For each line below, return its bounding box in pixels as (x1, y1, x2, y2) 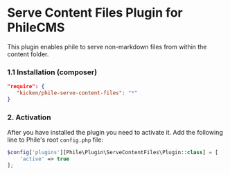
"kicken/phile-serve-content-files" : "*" (16, 90, 138, 97)
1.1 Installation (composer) (7, 67, 98, 77)
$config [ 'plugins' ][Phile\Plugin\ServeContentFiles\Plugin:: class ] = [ (7, 149, 218, 156)
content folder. (7, 50, 49, 58)
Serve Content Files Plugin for (7, 5, 183, 21)
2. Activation (7, 112, 51, 122)
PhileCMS (7, 19, 65, 35)
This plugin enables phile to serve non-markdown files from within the (7, 42, 207, 51)
